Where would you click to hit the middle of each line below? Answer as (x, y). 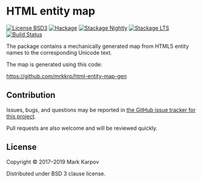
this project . (21, 116)
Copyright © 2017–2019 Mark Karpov (53, 161)
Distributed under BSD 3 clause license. (56, 174)
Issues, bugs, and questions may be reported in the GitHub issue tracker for (101, 110)
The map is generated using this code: (54, 64)
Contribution (31, 95)
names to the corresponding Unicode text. (59, 52)
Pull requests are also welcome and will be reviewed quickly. (82, 128)
